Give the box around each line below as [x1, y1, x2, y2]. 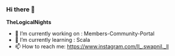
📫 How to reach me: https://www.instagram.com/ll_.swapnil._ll [14, 43, 169, 50]
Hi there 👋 [6, 5, 36, 14]
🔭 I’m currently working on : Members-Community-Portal [14, 30, 155, 37]
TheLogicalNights [6, 19, 52, 26]
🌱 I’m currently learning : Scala [14, 37, 90, 44]
